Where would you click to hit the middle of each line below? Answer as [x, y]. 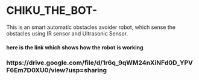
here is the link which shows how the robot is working [75, 47]
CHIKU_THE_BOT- [52, 11]
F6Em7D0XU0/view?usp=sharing [57, 70]
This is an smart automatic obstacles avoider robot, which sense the [91, 27]
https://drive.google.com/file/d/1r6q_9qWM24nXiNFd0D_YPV [99, 63]
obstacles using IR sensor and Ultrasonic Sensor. [67, 33]
